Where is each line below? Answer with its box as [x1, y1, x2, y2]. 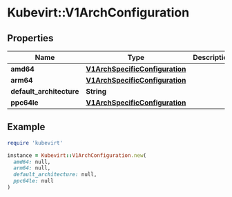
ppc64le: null [13, 178, 54, 185]
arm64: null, [13, 165, 51, 172]
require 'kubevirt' [7, 139, 64, 146]
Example [7, 121, 46, 133]
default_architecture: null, [13, 171, 97, 178]
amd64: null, [13, 158, 51, 165]
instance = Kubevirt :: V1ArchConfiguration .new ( [7, 152, 147, 159]
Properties [7, 32, 54, 44]
